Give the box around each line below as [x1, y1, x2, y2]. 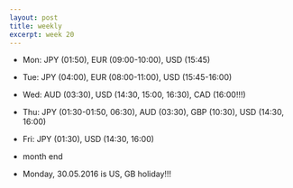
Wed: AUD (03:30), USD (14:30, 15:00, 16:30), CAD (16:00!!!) [22, 89, 246, 100]
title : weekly [9, 22, 63, 31]
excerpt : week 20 [9, 30, 75, 39]
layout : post [9, 13, 59, 22]
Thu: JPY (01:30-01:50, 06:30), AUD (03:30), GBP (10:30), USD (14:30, [22, 107, 284, 118]
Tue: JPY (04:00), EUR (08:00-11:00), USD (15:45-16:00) [22, 72, 233, 83]
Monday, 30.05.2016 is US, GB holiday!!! [22, 168, 172, 180]
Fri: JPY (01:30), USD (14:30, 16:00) [22, 134, 155, 145]
